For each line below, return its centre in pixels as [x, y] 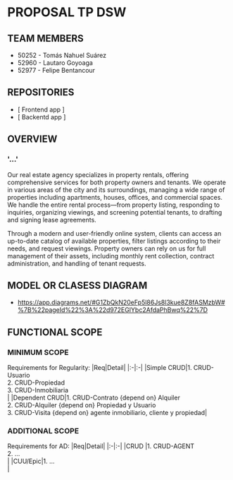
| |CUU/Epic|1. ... [31, 461]
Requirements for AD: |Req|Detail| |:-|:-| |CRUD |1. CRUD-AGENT [101, 446]
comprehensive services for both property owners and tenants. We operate [117, 182]
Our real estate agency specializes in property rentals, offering [98, 174]
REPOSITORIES [41, 92]
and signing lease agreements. [52, 220]
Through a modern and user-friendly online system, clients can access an [114, 233]
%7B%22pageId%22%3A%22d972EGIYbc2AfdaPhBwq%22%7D [113, 310]
